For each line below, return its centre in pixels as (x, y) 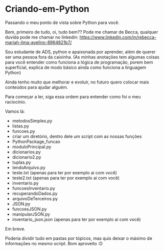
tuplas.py (22, 162)
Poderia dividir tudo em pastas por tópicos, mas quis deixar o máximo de (79, 238)
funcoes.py (23, 131)
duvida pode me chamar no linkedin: (42, 37)
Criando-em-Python (47, 9)
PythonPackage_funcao (36, 141)
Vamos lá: (15, 111)
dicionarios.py (26, 152)
